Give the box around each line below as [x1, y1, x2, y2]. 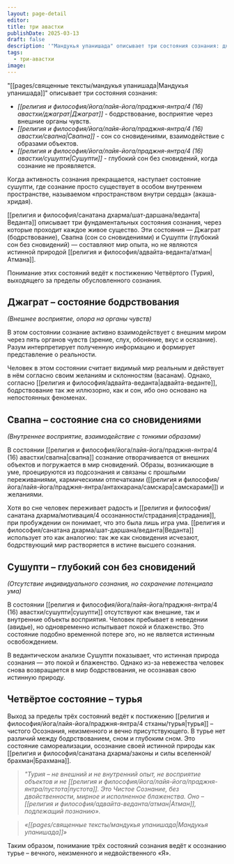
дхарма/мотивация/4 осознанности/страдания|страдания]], [36, 511, 216, 520]
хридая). [7, 197, 33, 206]
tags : [7, 50, 23, 56]
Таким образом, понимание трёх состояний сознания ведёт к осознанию [7, 841, 226, 849]
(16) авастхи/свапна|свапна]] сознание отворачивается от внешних [7, 453, 210, 462]
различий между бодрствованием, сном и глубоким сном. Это [7, 734, 196, 743]
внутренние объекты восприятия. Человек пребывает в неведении [7, 615, 208, 624]
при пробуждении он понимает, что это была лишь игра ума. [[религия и [7, 519, 225, 527]
